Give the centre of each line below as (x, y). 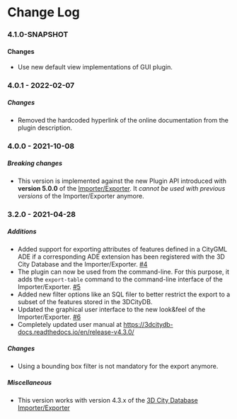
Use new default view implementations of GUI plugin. (95, 67)
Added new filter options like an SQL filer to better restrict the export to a (124, 294)
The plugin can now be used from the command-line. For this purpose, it (123, 272)
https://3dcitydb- (148, 324)
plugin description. (45, 128)
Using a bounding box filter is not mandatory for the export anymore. (118, 366)
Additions (22, 231)
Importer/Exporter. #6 (49, 317)
